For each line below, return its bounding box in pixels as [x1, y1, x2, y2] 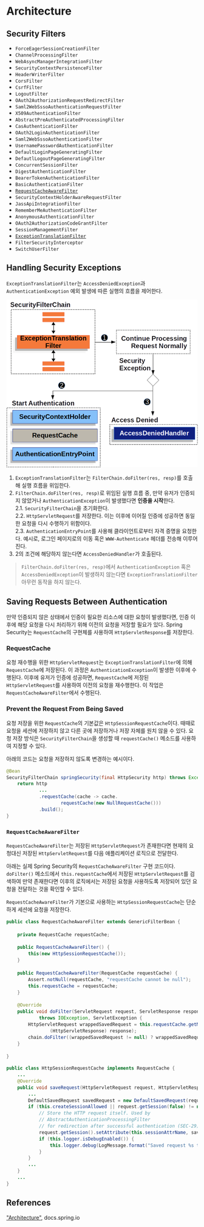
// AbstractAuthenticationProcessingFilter [38, 1117, 151, 1123]
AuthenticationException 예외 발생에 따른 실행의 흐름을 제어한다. [6, 287, 163, 295]
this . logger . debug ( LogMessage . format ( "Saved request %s [49, 1142, 194, 1148]
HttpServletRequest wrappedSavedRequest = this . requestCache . [28, 1021, 189, 1027]
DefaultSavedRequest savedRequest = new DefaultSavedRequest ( [28, 1097, 189, 1103]
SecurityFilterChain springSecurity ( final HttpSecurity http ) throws [6, 774, 186, 780]
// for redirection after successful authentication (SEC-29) [38, 1123, 200, 1130]
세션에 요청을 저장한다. [17, 906, 72, 913]
